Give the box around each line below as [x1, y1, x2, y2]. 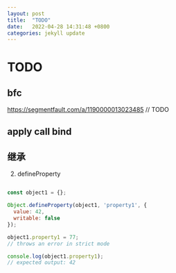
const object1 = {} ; [7, 189, 67, 197]
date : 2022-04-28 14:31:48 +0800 [7, 23, 110, 30]
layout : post [7, 10, 45, 17]
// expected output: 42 [7, 259, 76, 266]
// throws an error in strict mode [7, 240, 110, 247]
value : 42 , [13, 208, 45, 215]
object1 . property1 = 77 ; [7, 233, 79, 240]
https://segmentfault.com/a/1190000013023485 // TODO [7, 106, 170, 114]
